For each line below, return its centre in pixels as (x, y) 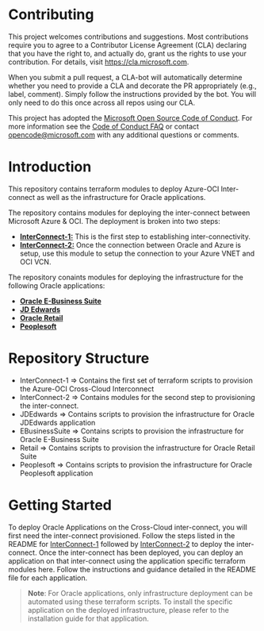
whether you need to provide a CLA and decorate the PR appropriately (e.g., (133, 86)
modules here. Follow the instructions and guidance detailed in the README (132, 569)
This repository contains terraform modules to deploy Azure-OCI (114, 189)
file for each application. (48, 578)
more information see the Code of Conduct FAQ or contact (104, 126)
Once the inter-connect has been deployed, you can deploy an (141, 552)
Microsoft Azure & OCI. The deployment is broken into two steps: (114, 221)
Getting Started (60, 505)
